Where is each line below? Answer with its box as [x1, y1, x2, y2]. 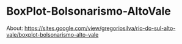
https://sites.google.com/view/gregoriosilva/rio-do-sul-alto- [24, 24, 176, 32]
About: [6, 24, 23, 32]
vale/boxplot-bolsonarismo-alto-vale [6, 31, 99, 38]
